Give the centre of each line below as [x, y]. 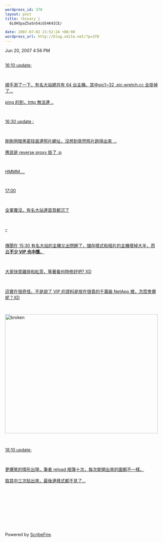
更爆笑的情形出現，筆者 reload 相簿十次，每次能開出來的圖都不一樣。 [75, 469]
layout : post [18, 14]
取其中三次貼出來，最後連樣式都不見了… [46, 481]
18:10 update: [18, 450]
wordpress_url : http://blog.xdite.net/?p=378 [52, 37]
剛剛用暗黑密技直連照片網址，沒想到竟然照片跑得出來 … [61, 141]
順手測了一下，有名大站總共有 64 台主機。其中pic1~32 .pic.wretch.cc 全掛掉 [81, 85]
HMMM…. [15, 171]
